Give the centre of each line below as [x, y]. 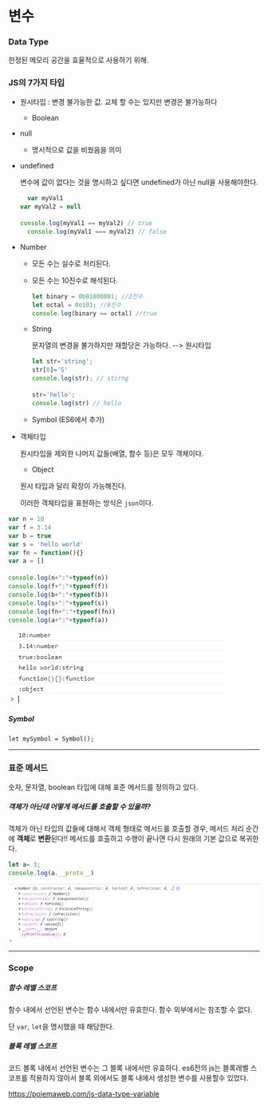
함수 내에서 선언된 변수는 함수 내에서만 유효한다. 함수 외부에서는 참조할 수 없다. [130, 1009]
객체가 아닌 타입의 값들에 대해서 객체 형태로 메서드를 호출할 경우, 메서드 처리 [126, 828]
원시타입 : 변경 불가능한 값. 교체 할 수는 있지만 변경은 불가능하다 [118, 101]
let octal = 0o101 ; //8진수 [77, 305]
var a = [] [26, 561]
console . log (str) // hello [77, 404]
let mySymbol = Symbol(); [51, 739]
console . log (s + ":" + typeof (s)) [59, 603]
